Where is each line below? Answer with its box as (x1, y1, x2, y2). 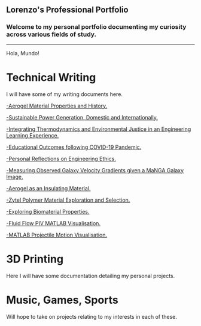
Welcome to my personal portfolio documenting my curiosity (6, 23, 187, 31)
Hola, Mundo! (6, 49, 40, 56)
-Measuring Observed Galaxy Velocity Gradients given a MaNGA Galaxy (6, 166, 184, 174)
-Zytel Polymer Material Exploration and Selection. (6, 196, 130, 204)
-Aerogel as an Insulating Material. (6, 184, 91, 192)
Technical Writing (6, 70, 96, 84)
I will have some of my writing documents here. (6, 90, 123, 98)
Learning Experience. (6, 131, 59, 139)
